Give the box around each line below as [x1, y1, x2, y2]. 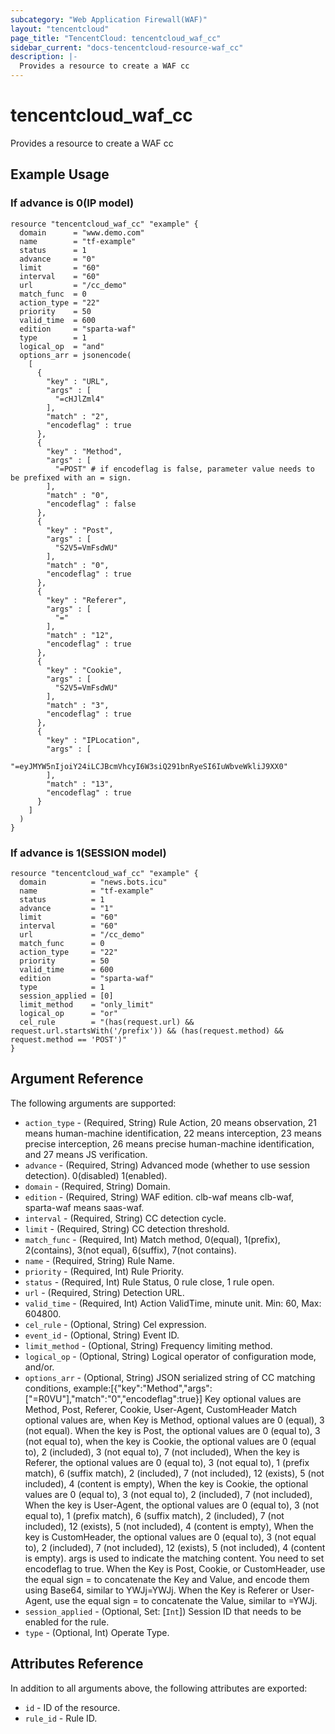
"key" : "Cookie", [46, 665, 123, 675]
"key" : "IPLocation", [46, 735, 141, 745]
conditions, [24, 1382, 72, 1394]
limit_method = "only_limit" [19, 999, 155, 1010]
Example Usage [10, 166, 110, 183]
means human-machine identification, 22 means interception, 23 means [24, 1127, 322, 1139]
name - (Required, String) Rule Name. [24, 1254, 175, 1266]
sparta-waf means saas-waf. [24, 1201, 145, 1213]
